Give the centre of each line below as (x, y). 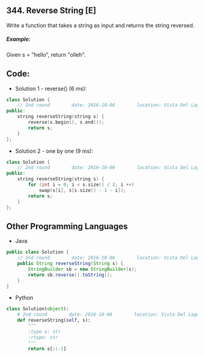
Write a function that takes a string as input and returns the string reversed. (100, 25)
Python (24, 298)
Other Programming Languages (67, 226)
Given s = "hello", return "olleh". (46, 54)
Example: (19, 39)
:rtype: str (43, 337)
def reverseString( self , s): (54, 320)
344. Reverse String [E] (51, 11)
